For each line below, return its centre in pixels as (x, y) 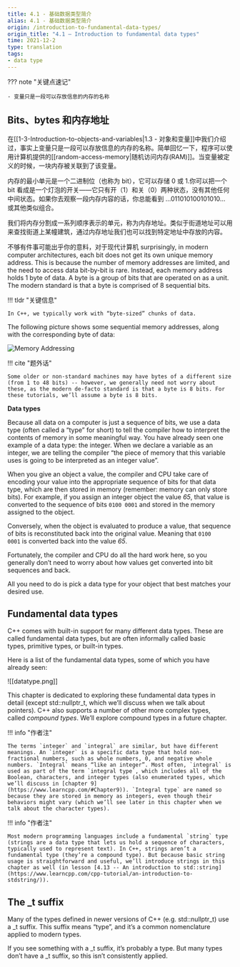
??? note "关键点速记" (39, 81)
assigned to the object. (41, 512)
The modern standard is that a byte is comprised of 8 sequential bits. (109, 285)
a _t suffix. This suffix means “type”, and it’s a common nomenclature (109, 927)
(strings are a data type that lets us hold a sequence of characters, (116, 843)
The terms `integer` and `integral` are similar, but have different (113, 746)
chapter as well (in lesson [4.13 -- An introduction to (94, 868)
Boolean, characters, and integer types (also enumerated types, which (116, 778)
